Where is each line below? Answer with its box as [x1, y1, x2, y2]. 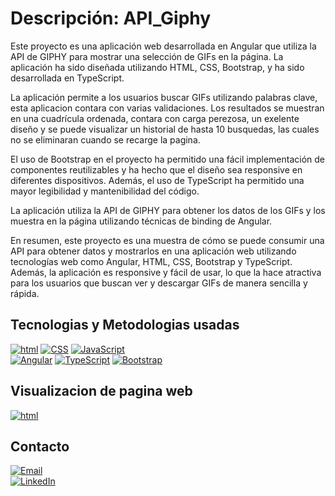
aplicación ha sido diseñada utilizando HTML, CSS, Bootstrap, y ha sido [10, 61, 305, 73]
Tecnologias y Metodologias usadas [10, 317, 240, 334]
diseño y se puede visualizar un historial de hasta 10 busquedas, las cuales [10, 123, 320, 135]
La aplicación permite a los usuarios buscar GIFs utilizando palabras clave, [10, 91, 318, 103]
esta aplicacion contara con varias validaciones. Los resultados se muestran [10, 102, 325, 114]
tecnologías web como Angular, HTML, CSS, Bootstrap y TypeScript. [10, 255, 293, 267]
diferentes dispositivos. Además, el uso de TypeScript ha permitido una [10, 174, 305, 186]
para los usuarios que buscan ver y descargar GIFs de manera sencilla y [10, 277, 308, 289]
